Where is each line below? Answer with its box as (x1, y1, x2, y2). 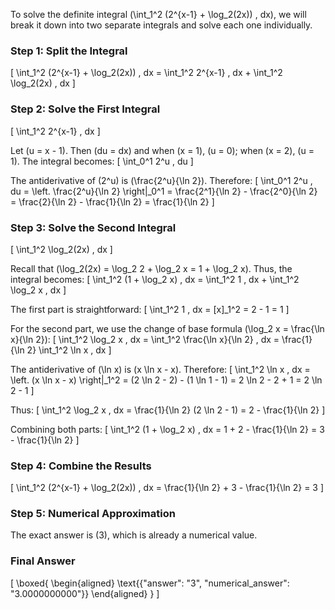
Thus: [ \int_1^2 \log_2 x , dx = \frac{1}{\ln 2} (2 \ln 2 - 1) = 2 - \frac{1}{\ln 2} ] (10, 404, 326, 416)
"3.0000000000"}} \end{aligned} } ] (10, 587, 160, 599)
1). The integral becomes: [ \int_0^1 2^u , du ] (10, 155, 194, 167)
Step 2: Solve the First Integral (10, 102, 161, 116)
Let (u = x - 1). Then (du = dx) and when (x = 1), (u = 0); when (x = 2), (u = (10, 144, 315, 156)
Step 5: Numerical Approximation (10, 507, 176, 521)
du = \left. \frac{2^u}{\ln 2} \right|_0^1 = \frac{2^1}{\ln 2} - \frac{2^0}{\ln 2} (10, 185, 318, 197)
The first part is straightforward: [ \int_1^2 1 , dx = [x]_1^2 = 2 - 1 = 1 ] (10, 303, 290, 315)
